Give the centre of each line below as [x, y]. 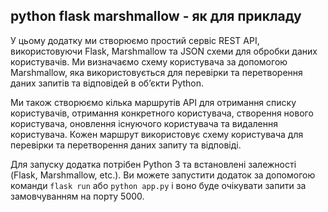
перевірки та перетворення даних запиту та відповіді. [126, 145]
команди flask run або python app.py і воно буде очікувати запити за [158, 185]
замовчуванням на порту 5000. [77, 196]
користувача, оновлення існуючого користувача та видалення [144, 123]
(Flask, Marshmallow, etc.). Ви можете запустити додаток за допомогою [163, 175]
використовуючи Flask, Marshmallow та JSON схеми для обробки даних [164, 51]
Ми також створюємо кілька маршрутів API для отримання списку [153, 102]
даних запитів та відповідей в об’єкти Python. [107, 83]
